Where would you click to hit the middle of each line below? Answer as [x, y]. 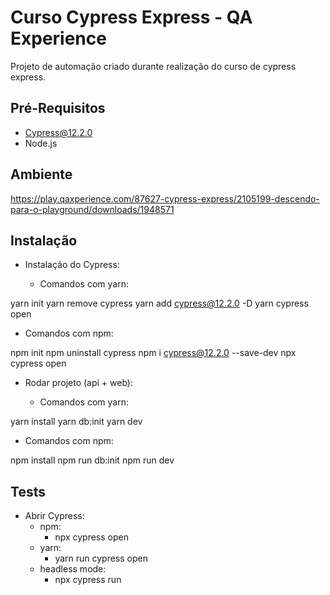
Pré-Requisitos [58, 108]
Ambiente [41, 174]
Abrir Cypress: [54, 516]
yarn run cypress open [101, 558]
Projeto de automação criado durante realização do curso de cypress [153, 66]
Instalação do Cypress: [72, 265]
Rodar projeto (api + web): [78, 383]
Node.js [41, 143]
